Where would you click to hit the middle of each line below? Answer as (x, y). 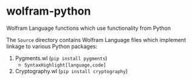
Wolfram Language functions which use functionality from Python (89, 28)
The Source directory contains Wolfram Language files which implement (96, 40)
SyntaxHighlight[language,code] (65, 65)
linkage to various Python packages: (52, 46)
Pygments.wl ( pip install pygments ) (61, 58)
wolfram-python (49, 11)
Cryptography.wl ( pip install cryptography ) (71, 71)
